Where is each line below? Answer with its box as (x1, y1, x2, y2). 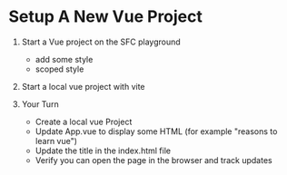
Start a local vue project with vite (21, 81, 146, 92)
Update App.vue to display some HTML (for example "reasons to (35, 125, 278, 137)
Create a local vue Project (35, 116, 133, 127)
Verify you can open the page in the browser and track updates (35, 154, 273, 165)
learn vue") (35, 135, 78, 146)
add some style (35, 53, 94, 64)
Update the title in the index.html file (35, 145, 172, 156)
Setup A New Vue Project (8, 6, 203, 27)
